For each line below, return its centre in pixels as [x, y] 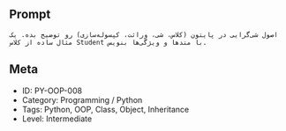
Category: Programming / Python [82, 99]
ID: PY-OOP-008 [52, 91]
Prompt [30, 15]
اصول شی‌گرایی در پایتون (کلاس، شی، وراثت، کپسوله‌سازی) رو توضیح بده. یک [143, 34]
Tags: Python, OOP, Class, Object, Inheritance [105, 109]
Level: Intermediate [57, 119]
